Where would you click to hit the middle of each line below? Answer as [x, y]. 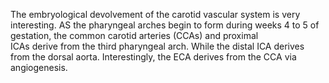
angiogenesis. [39, 67]
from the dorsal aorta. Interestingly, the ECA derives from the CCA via [153, 57]
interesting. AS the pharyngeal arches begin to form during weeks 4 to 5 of [165, 25]
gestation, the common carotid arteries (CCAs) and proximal [134, 35]
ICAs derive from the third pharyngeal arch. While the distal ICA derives [157, 46]
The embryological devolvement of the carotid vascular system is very [155, 14]
